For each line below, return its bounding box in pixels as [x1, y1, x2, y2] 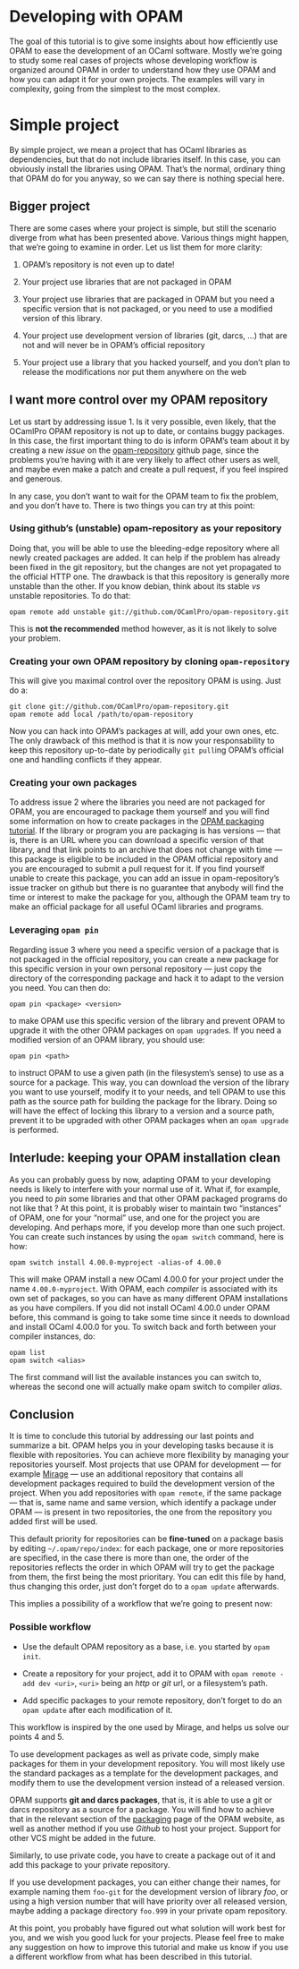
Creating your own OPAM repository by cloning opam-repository [9, 655, 290, 668]
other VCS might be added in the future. [9, 1832, 156, 1843]
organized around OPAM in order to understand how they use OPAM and [9, 64, 277, 75]
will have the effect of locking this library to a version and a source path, [9, 1105, 275, 1116]
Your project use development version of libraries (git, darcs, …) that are [21, 329, 288, 341]
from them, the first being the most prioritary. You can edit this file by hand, [9, 1572, 287, 1582]
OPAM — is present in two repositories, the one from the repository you [9, 1506, 272, 1518]
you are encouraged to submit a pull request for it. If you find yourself [9, 864, 265, 874]
